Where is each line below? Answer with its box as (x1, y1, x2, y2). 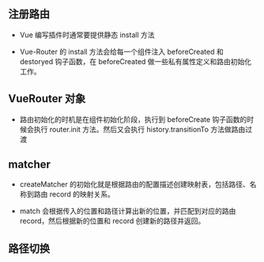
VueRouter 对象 (8, 92, 86, 105)
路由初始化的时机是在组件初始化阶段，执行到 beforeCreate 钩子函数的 (19, 114, 247, 124)
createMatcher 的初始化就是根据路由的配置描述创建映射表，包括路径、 (19, 180, 251, 189)
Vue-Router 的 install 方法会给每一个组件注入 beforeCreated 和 (19, 47, 224, 56)
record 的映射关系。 (49, 189, 115, 199)
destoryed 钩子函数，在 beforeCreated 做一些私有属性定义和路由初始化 (19, 56, 252, 66)
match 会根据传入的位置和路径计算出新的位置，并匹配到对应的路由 (19, 207, 236, 216)
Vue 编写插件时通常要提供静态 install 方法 (19, 30, 156, 40)
